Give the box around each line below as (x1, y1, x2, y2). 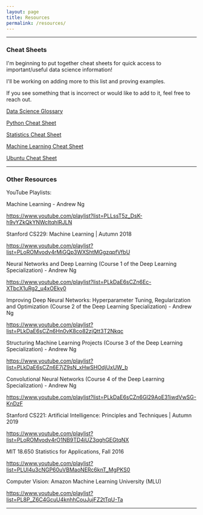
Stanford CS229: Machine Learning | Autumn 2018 (6, 230, 132, 238)
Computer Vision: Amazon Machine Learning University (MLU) (6, 478, 162, 485)
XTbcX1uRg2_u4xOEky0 (6, 285, 66, 292)
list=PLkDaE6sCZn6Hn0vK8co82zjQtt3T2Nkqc (6, 327, 124, 334)
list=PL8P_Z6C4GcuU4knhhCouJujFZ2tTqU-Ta (6, 496, 123, 503)
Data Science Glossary (6, 107, 63, 115)
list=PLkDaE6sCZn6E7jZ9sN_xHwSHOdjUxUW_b (6, 363, 128, 371)
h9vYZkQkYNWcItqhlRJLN (6, 218, 72, 225)
